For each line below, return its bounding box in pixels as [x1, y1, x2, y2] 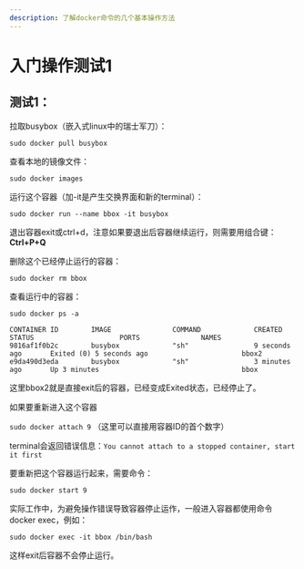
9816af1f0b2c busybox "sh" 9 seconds [9, 341, 291, 350]
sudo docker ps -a [9, 309, 79, 318]
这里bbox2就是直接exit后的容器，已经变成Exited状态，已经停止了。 [9, 382, 261, 393]
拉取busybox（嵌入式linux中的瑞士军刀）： [9, 120, 167, 131]
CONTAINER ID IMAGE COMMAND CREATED [9, 325, 283, 334]
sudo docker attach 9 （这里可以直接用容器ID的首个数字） [9, 420, 229, 431]
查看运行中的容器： [9, 291, 82, 302]
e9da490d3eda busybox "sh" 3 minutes [9, 357, 291, 366]
